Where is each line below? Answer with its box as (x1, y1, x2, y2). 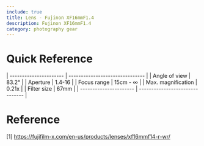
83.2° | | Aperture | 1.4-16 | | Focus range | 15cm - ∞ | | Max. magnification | (6, 78, 197, 86)
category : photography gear (6, 26, 78, 32)
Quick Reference (6, 52, 93, 66)
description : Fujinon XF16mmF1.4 (6, 20, 92, 26)
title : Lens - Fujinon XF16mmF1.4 (6, 15, 95, 21)
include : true (6, 9, 43, 15)
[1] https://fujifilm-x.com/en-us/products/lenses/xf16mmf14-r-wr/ (6, 133, 171, 141)
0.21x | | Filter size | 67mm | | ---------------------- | (6, 85, 138, 92)
